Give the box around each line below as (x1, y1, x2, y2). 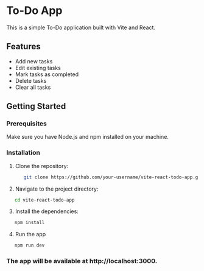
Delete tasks (15, 77, 47, 84)
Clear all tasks (15, 83, 51, 91)
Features (6, 41, 41, 52)
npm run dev (14, 242, 45, 248)
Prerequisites (6, 119, 47, 128)
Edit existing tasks (15, 64, 61, 71)
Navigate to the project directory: (15, 185, 99, 192)
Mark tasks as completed (15, 71, 79, 78)
